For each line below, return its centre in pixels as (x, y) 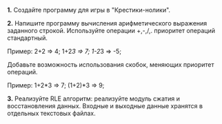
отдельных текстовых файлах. (51, 113)
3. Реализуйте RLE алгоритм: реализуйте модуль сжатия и (94, 99)
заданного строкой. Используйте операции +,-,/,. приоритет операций (111, 31)
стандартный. (28, 38)
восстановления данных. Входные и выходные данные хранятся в (105, 106)
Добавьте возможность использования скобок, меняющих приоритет (111, 64)
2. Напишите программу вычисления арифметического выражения (107, 23)
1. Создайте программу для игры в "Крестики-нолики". (89, 10)
